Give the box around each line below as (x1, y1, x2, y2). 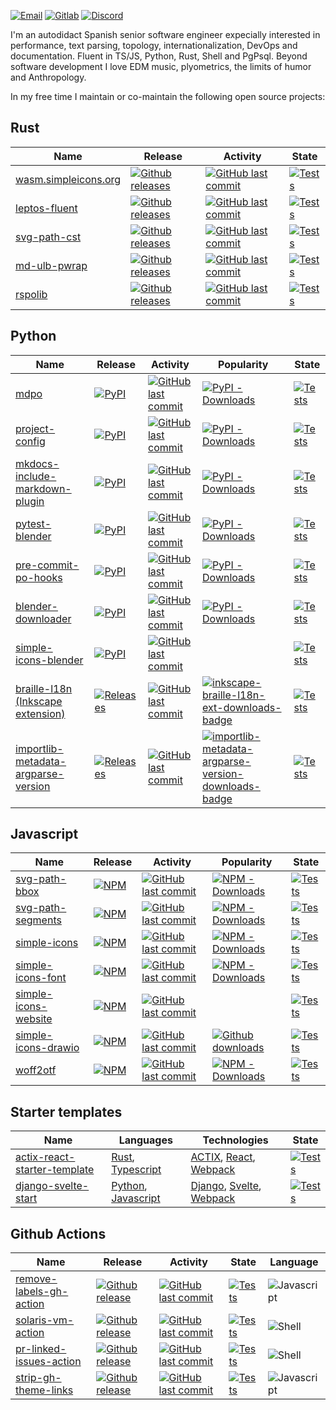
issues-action (15, 1355, 82, 1369)
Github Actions (10, 1225, 107, 1242)
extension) (15, 706, 66, 720)
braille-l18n (15, 681, 73, 695)
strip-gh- (15, 1371, 62, 1385)
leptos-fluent (15, 201, 78, 215)
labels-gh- (15, 1285, 69, 1299)
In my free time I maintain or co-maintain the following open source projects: (10, 91, 326, 102)
